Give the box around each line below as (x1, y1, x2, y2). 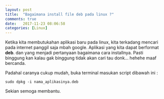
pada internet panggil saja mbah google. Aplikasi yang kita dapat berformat (5, 45, 159, 50)
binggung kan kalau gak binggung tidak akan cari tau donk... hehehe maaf (5, 55, 157, 61)
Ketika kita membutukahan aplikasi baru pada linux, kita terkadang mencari (5, 39, 159, 45)
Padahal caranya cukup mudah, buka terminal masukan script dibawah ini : (5, 70, 158, 76)
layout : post (5, 7, 32, 12)
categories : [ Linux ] (5, 26, 48, 31)
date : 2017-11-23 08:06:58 (5, 21, 65, 26)
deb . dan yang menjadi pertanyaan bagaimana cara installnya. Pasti (5, 50, 144, 56)
